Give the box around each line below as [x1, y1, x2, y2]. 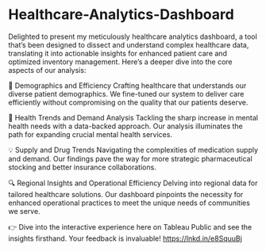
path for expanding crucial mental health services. [8, 129, 173, 139]
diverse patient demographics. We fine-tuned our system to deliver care [8, 89, 245, 98]
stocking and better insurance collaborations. [8, 162, 156, 172]
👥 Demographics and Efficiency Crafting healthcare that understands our [8, 81, 247, 90]
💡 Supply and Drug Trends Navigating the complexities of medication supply [8, 145, 259, 154]
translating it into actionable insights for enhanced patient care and [8, 48, 228, 58]
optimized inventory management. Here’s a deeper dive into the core [8, 57, 233, 67]
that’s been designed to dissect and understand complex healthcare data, [8, 40, 249, 49]
